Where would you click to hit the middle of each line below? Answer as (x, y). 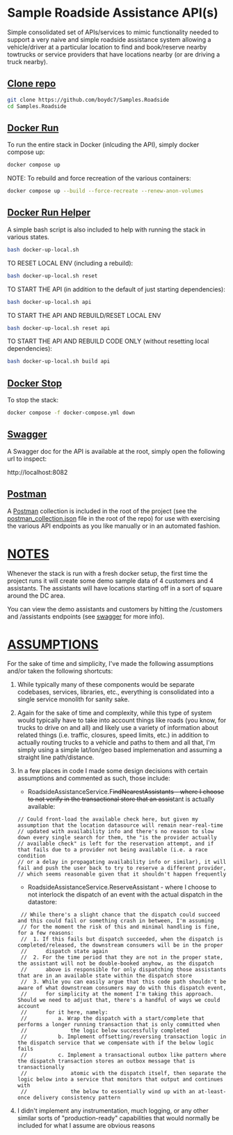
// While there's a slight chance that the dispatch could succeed (120, 915)
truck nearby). (27, 61)
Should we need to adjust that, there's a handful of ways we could (119, 1000)
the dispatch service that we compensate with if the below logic (115, 1043)
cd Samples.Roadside (37, 106)
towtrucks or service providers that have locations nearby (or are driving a (114, 54)
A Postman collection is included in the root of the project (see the (102, 511)
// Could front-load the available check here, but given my (108, 820)
